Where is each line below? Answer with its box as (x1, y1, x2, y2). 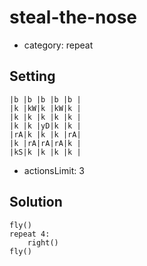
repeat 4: (9, 229, 51, 239)
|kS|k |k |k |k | (9, 147, 82, 157)
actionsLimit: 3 (23, 164, 85, 176)
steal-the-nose (9, 6, 138, 29)
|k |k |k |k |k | (9, 112, 82, 122)
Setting (9, 68, 56, 85)
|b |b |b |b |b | (9, 94, 82, 105)
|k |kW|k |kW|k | (9, 103, 82, 113)
